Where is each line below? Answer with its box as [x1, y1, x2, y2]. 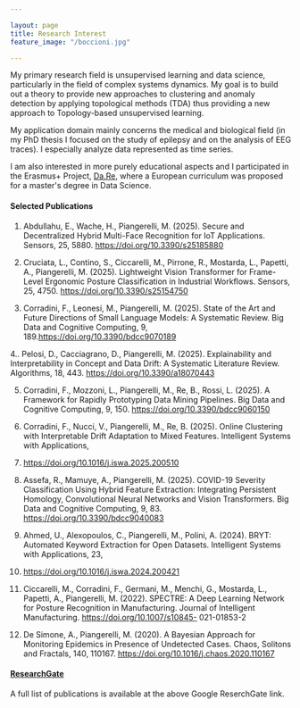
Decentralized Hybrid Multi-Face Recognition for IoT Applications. [22, 229, 266, 241]
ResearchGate [10, 669, 65, 679]
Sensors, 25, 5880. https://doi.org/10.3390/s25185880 [22, 239, 224, 250]
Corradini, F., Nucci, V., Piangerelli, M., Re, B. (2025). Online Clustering [22, 421, 284, 431]
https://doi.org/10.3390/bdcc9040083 [22, 512, 164, 523]
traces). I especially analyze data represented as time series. [10, 144, 234, 154]
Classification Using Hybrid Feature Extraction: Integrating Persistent [22, 484, 277, 495]
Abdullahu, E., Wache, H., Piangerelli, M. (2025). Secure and [22, 221, 245, 231]
